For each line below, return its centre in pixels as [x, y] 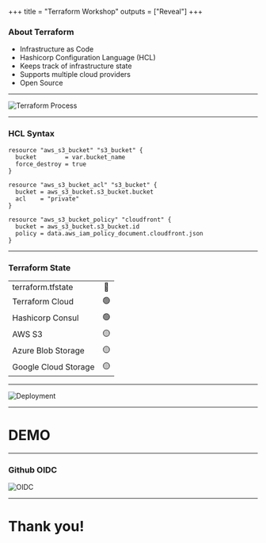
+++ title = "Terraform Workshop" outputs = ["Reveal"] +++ [106, 11]
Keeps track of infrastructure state [76, 66]
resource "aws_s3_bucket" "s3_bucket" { [76, 150]
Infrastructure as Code [57, 49]
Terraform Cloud [43, 302]
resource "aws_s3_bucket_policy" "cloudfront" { [90, 220]
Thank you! [46, 527]
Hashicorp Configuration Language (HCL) [87, 58]
